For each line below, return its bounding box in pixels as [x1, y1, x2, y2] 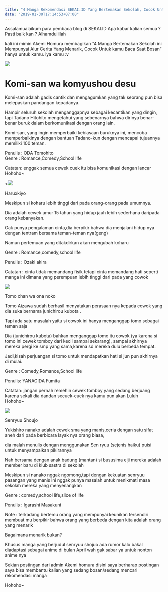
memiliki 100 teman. [5, 140, 46, 146]
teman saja [5, 323, 28, 329]
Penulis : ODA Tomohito [5, 150, 54, 156]
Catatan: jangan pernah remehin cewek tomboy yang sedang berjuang [5, 388, 150, 394]
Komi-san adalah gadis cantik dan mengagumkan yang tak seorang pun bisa [5, 94, 163, 100]
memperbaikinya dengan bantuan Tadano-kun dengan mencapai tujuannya [5, 135, 160, 141]
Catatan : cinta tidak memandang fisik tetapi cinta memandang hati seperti [5, 269, 158, 275]
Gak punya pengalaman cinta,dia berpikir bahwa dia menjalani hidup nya [5, 225, 155, 231]
